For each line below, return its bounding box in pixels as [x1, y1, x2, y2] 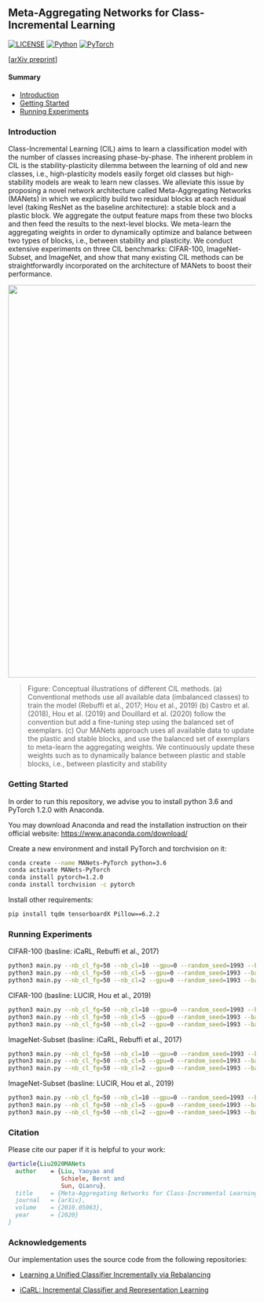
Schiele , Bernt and [60, 1174, 125, 1183]
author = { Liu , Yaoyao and [15, 1167, 114, 1175]
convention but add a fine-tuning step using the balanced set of [27, 718, 234, 727]
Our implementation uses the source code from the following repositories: [8, 1255, 247, 1264]
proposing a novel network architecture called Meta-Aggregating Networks [8, 186, 251, 196]
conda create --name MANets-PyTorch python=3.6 [8, 859, 167, 867]
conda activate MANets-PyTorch [8, 866, 111, 874]
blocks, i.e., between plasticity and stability [27, 759, 167, 769]
